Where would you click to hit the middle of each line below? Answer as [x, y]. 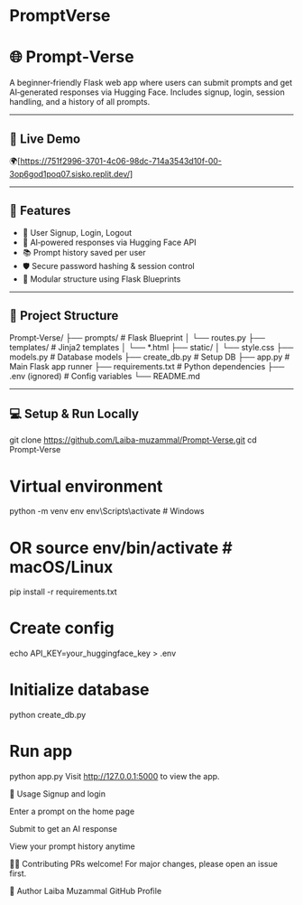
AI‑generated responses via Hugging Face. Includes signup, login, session [147, 92]
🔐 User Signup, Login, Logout [77, 232]
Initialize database [80, 690]
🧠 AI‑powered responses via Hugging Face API [109, 242]
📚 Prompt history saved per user [84, 252]
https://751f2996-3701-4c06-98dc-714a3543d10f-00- [121, 161]
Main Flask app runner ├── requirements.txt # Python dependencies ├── [147, 366]
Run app [41, 751]
